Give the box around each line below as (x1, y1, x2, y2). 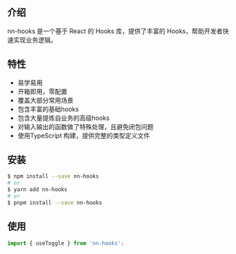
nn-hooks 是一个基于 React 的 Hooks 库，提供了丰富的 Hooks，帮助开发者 (7, 27, 223, 35)
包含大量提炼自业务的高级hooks (17, 114, 110, 122)
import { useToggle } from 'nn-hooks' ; (7, 239, 125, 247)
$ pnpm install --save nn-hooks (7, 199, 102, 206)
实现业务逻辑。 (13, 35, 57, 44)
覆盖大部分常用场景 (17, 96, 74, 104)
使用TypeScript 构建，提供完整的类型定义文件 (17, 131, 150, 140)
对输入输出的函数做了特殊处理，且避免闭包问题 (17, 122, 154, 131)
